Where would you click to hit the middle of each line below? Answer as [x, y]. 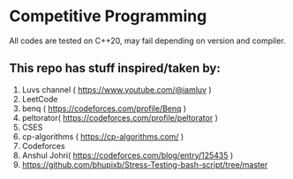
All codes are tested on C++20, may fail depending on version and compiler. [147, 41]
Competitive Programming [108, 16]
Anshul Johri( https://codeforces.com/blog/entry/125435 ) [128, 155]
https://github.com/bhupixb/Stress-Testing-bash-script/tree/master [145, 164]
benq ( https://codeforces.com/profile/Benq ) [104, 108]
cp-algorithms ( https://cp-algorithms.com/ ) [103, 136]
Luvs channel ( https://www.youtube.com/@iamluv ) [116, 89]
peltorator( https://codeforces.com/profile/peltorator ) [120, 117]
